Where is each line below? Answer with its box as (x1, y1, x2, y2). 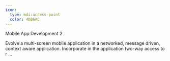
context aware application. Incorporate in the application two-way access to (5, 46, 165, 52)
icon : (5, 7, 17, 13)
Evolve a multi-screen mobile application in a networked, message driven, (5, 40, 160, 46)
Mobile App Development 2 (5, 31, 63, 37)
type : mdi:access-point (10, 12, 60, 17)
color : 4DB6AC (10, 17, 40, 22)
